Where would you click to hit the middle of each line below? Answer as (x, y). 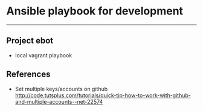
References (28, 75)
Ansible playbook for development (95, 11)
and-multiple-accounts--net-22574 (59, 101)
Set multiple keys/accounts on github (61, 89)
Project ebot (30, 41)
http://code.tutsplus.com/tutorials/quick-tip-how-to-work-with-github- (103, 95)
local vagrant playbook (43, 55)
